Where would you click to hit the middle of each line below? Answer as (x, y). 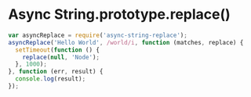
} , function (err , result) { (56, 72)
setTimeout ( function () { (58, 50)
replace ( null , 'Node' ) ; (61, 57)
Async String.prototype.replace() (120, 14)
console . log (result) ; (51, 79)
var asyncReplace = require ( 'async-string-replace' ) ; (98, 35)
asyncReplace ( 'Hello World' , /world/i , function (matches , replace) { (126, 42)
